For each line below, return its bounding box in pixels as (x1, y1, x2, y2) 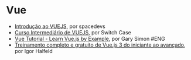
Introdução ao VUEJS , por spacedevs (14, 23, 105, 30)
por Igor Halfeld (14, 47, 53, 54)
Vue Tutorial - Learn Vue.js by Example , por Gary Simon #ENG (14, 35, 165, 42)
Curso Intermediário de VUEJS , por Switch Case (14, 29, 132, 36)
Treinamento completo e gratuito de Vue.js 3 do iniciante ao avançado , (14, 41, 186, 48)
